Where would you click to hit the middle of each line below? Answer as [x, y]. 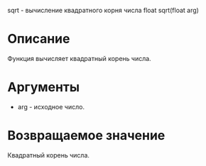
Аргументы [44, 87]
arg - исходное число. [51, 106]
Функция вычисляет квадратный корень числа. [79, 58]
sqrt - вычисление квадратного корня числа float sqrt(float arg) [103, 10]
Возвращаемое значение [86, 136]
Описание [39, 39]
